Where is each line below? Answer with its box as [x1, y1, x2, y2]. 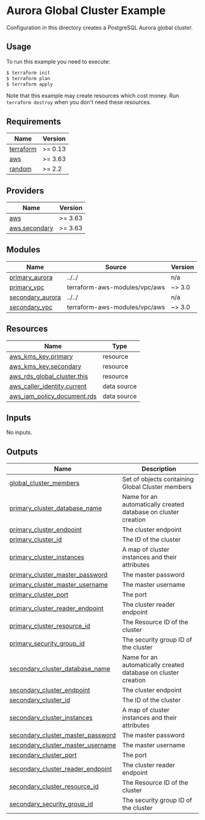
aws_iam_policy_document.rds [9, 392, 97, 401]
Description [141, 465, 177, 473]
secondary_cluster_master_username [9, 741, 117, 750]
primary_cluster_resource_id [9, 622, 90, 630]
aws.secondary [9, 224, 54, 232]
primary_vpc [9, 283, 45, 291]
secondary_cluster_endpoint [9, 686, 90, 695]
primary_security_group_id [9, 640, 85, 648]
